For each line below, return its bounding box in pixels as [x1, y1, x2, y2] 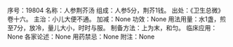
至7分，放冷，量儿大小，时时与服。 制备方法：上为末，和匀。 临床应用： [7, 24, 218, 32]
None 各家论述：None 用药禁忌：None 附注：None [7, 32, 155, 41]
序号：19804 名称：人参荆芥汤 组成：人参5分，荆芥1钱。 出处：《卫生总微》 [7, 6, 225, 14]
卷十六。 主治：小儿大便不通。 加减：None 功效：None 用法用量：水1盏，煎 [7, 15, 227, 23]
